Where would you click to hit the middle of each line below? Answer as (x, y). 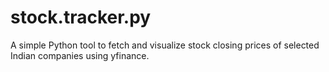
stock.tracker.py (81, 17)
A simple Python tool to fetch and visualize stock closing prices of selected (165, 45)
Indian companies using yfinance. (80, 55)
